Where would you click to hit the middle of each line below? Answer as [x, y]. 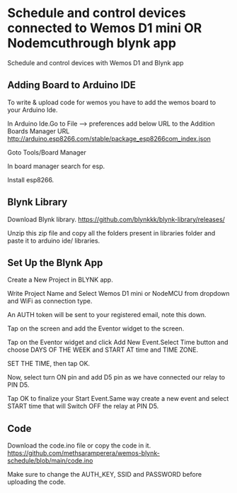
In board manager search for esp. [56, 166]
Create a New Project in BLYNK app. [60, 280]
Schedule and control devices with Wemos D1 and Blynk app [96, 62]
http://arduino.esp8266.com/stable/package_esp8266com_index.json [109, 138]
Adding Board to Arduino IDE [71, 85]
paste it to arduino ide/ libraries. [54, 240]
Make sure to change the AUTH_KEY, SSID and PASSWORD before [105, 475]
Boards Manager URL [39, 131]
